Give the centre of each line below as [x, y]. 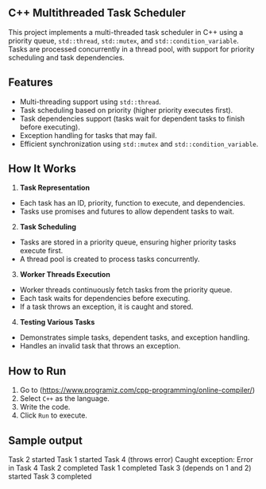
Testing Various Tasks [57, 322]
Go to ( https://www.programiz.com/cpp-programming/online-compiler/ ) [137, 390]
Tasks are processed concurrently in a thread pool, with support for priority [131, 49]
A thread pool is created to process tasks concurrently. [110, 259]
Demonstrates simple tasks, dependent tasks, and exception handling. [135, 337]
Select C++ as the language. [64, 399]
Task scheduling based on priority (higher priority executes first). [126, 110]
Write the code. [45, 407]
